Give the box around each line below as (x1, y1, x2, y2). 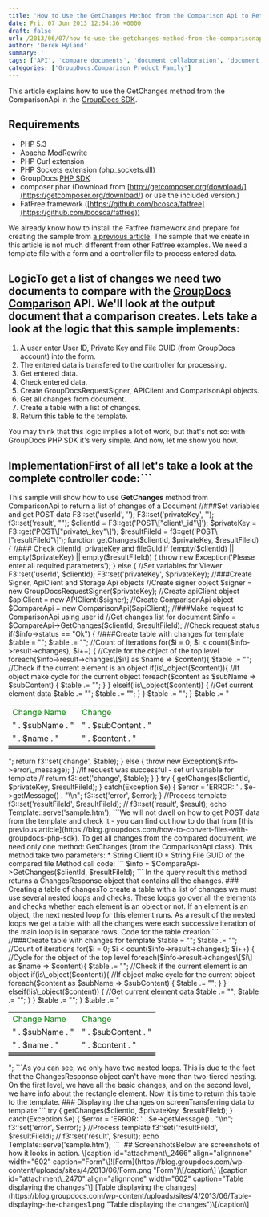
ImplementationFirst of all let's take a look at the (8, 458, 254, 472)
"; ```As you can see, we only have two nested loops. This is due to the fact (8, 1063, 255, 1073)
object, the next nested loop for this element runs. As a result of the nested (8, 910, 256, 920)
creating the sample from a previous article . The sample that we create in (8, 231, 250, 241)
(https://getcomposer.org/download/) (19, 190, 144, 200)
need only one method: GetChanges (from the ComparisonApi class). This (8, 842, 253, 852)
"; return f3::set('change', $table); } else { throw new (8, 756, 182, 767)
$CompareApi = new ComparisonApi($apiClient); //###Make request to (8, 604, 244, 613)
